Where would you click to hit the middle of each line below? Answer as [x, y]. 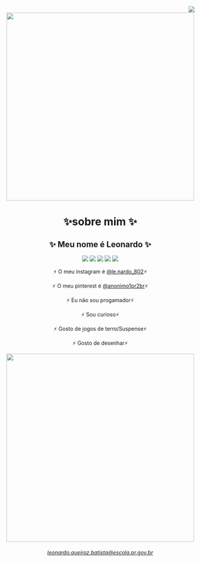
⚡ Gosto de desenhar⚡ [100, 343]
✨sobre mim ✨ [100, 222]
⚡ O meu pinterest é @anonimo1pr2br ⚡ [100, 286]
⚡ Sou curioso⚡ [100, 314]
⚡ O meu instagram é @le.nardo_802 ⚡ [100, 271]
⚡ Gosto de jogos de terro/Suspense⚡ [100, 329]
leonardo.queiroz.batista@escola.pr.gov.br [100, 552]
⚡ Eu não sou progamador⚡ [100, 300]
